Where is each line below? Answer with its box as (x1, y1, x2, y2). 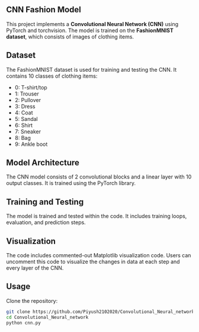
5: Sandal (14, 115, 38, 122)
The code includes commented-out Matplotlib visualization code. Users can (6, 252, 191, 259)
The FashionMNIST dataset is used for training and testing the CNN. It (6, 66, 176, 73)
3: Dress (14, 103, 36, 110)
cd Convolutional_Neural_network (6, 314, 89, 320)
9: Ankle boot (14, 141, 48, 148)
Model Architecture (6, 158, 80, 168)
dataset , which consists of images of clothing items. (6, 33, 134, 40)
